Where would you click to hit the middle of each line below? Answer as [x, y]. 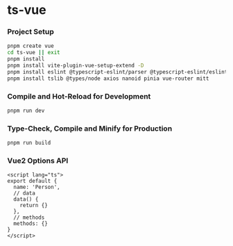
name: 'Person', [37, 187]
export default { [32, 181]
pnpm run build [29, 143]
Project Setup [31, 32]
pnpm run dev [26, 111]
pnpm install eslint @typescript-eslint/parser [77, 72]
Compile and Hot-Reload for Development [79, 96]
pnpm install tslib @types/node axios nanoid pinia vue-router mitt [108, 79]
